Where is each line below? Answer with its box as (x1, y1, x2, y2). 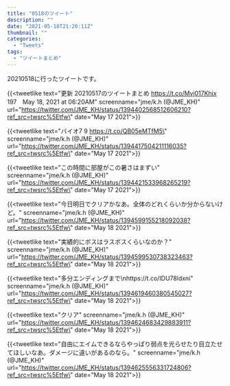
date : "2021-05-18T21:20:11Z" (7, 23, 94, 30)
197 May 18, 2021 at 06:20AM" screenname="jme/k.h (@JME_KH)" (7, 98, 200, 106)
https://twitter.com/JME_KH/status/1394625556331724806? (21, 363, 192, 372)
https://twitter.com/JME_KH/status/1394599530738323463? (21, 252, 194, 261)
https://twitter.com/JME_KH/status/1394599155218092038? (21, 216, 191, 224)
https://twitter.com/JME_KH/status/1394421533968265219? (21, 178, 191, 186)
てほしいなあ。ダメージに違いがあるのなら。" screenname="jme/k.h (7, 348, 200, 356)
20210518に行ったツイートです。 (7, 74, 100, 82)
